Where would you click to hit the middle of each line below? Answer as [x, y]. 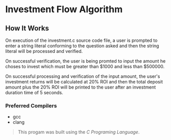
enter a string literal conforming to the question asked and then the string [82, 46]
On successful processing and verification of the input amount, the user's [83, 76]
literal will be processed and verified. [44, 51]
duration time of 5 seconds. [34, 92]
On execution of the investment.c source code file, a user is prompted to [81, 40]
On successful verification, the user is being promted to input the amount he [86, 61]
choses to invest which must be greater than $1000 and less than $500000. [85, 66]
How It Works [27, 28]
